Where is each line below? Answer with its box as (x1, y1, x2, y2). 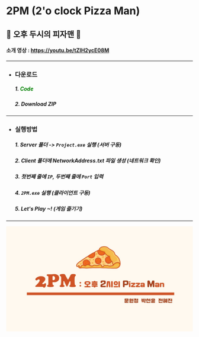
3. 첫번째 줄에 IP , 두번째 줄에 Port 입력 (14, 173, 104, 180)
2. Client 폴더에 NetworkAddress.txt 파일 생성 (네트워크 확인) (14, 157, 161, 164)
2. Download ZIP (14, 100, 56, 107)
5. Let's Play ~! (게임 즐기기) (14, 206, 83, 213)
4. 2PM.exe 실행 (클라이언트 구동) (14, 189, 91, 196)
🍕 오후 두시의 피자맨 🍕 (6, 29, 82, 39)
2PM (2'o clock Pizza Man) (6, 4, 140, 18)
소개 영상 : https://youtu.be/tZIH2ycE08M (6, 47, 110, 54)
